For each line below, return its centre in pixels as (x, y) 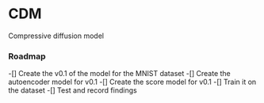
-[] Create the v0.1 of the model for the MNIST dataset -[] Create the (120, 74)
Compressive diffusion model (56, 36)
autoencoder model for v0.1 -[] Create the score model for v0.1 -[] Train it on (132, 82)
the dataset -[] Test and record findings (73, 90)
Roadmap (27, 56)
